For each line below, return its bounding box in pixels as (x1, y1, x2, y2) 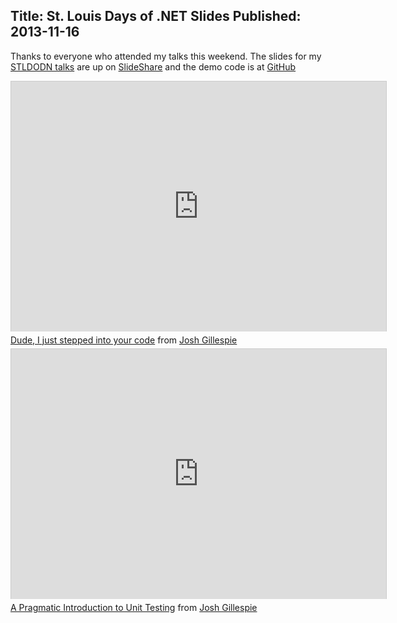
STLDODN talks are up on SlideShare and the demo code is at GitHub (10, 60, 297, 73)
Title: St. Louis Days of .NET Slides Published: (10, 8, 302, 25)
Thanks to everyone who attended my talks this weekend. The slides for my (10, 50, 322, 62)
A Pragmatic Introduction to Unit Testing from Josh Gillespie (10, 601, 258, 613)
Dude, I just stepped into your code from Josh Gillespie (10, 334, 238, 346)
